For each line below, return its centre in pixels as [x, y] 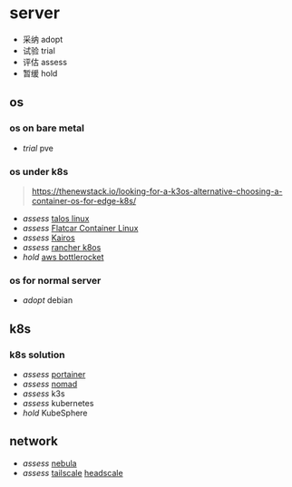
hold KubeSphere [55, 413]
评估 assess [45, 62]
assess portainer [54, 374]
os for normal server [55, 280]
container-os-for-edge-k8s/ [84, 200]
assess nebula [49, 463]
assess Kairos [49, 238]
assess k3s [44, 394]
